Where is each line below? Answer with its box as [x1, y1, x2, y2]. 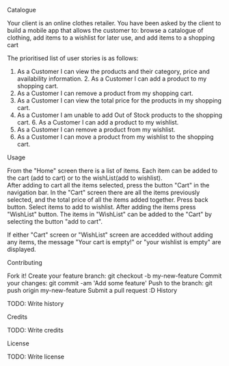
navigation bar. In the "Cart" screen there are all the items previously [7, 188, 200, 196]
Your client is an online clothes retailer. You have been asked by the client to [7, 19, 221, 27]
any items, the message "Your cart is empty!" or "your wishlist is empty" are [7, 238, 221, 246]
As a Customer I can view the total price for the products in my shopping [16, 96, 222, 105]
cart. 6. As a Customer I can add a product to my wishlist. [16, 118, 179, 126]
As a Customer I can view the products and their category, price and [16, 68, 210, 75]
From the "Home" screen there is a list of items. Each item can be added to [7, 167, 217, 174]
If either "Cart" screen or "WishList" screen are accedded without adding [7, 231, 213, 239]
